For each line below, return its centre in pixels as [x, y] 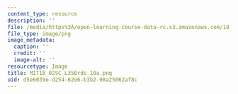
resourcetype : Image [38, 66]
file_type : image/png [39, 34]
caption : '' [32, 47]
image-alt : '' [34, 60]
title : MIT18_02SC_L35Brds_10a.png [60, 73]
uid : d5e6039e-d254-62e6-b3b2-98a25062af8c [73, 80]
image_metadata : [31, 40]
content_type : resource [42, 14]
